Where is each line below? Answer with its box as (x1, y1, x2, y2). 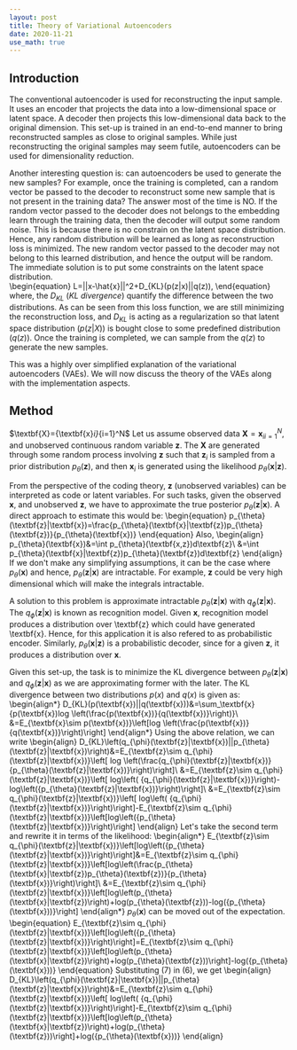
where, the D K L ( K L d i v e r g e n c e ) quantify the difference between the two (9, 290, 274, 302)
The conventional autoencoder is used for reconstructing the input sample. (9, 94, 283, 105)
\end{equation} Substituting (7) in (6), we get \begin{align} (58, 964, 272, 976)
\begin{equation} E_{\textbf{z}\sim (9, 917, 136, 928)
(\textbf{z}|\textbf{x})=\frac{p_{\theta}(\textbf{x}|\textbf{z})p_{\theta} (9, 520, 263, 530)
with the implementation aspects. (9, 378, 131, 388)
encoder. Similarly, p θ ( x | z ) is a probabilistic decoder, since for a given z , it (9, 638, 279, 650)
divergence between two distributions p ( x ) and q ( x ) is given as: (9, 689, 241, 701)
